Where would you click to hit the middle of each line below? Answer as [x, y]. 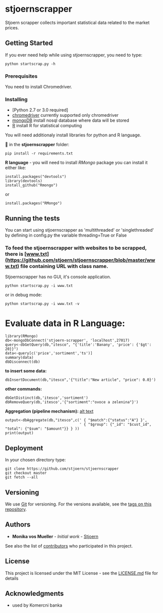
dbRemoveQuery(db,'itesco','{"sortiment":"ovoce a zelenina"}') [72, 402]
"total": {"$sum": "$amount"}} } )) [42, 429]
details [12, 578]
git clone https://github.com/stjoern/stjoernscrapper [62, 469]
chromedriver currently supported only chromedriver [65, 115]
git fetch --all [21, 478]
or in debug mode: [24, 295]
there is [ [16, 254]
